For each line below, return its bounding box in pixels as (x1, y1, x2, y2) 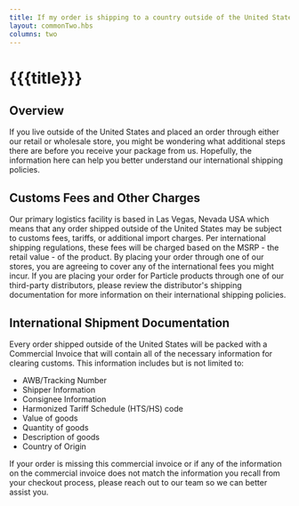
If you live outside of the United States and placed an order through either (9, 126, 280, 138)
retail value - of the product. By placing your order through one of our (9, 252, 264, 262)
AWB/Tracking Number (21, 375, 108, 385)
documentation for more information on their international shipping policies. (9, 290, 287, 301)
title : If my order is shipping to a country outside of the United (9, 12, 269, 22)
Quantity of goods (21, 422, 89, 432)
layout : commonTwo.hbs (9, 21, 93, 30)
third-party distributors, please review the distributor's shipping (9, 280, 242, 291)
